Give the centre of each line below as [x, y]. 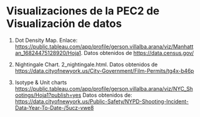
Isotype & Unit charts [41, 82]
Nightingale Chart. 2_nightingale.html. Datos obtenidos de [86, 64]
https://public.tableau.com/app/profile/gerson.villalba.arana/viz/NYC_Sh [104, 88]
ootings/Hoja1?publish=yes [48, 95]
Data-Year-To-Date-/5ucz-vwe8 [54, 107]
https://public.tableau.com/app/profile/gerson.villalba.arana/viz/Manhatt [104, 47]
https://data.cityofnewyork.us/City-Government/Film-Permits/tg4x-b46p [104, 70]
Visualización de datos [64, 24]
